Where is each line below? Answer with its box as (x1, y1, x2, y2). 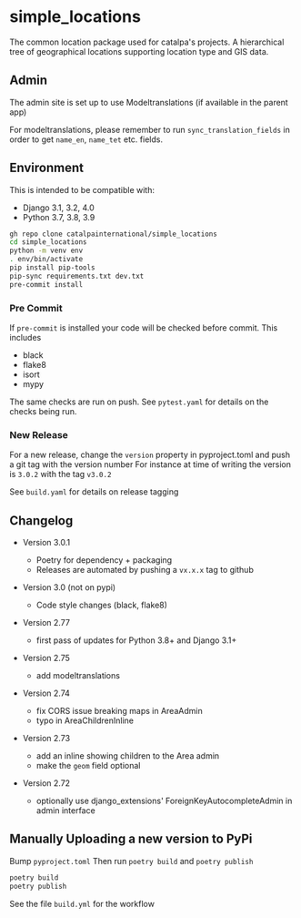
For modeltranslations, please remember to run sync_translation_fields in (9, 124, 291, 135)
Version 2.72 (22, 778, 71, 789)
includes (9, 331, 42, 342)
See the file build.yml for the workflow (9, 898, 155, 909)
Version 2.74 (22, 688, 71, 699)
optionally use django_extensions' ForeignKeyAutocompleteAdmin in (35, 795, 293, 807)
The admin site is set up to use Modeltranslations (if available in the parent (9, 97, 288, 107)
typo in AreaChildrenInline (35, 715, 135, 726)
